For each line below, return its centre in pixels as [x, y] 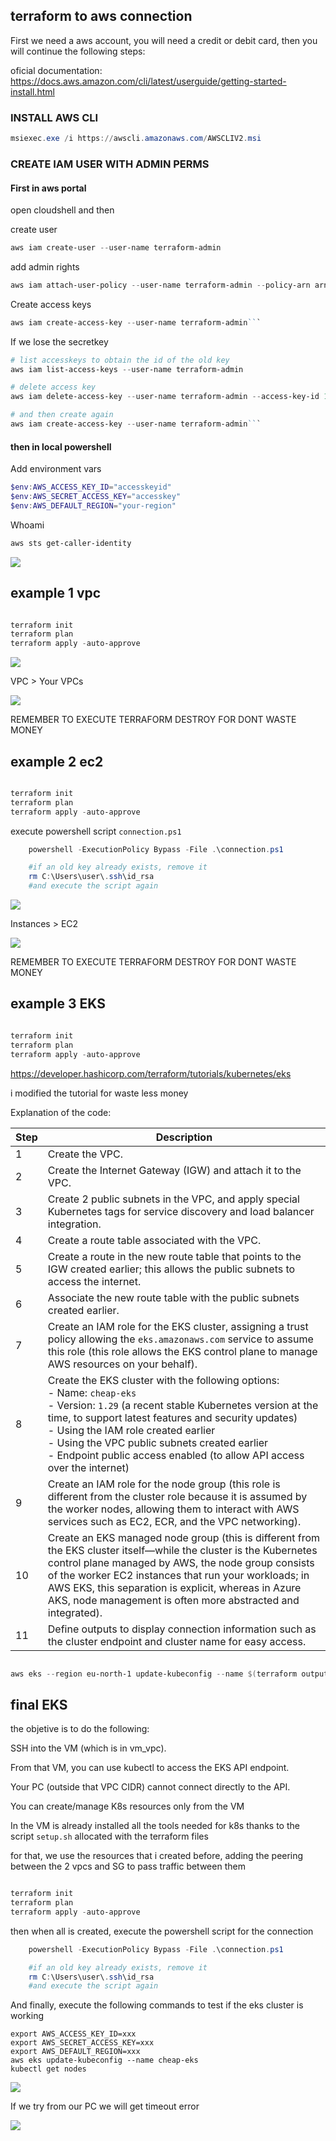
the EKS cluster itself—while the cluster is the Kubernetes [182, 1550]
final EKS [39, 1704]
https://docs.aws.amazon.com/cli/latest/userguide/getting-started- [148, 81]
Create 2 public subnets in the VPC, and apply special [173, 1199]
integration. [74, 1224]
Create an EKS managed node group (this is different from [184, 1537]
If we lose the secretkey [59, 341]
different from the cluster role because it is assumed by [177, 1496]
